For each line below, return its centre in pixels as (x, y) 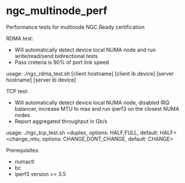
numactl (24, 161)
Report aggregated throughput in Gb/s (61, 121)
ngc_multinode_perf (57, 11)
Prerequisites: (23, 150)
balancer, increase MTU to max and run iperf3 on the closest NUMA (97, 109)
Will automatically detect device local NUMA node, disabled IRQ (92, 102)
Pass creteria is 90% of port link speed (62, 62)
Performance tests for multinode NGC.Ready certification (75, 27)
